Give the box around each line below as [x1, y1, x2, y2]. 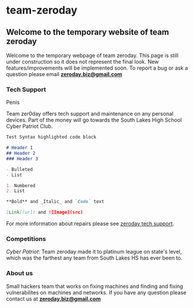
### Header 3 [6, 156, 38, 162]
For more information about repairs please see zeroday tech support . [6, 220, 174, 227]
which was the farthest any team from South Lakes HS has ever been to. [6, 254, 183, 261]
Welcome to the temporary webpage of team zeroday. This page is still [6, 52, 179, 59]
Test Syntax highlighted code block [6, 134, 96, 140]
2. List [6, 188, 25, 194]
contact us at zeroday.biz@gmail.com [6, 295, 101, 302]
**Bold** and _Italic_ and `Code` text [6, 199, 105, 205]
